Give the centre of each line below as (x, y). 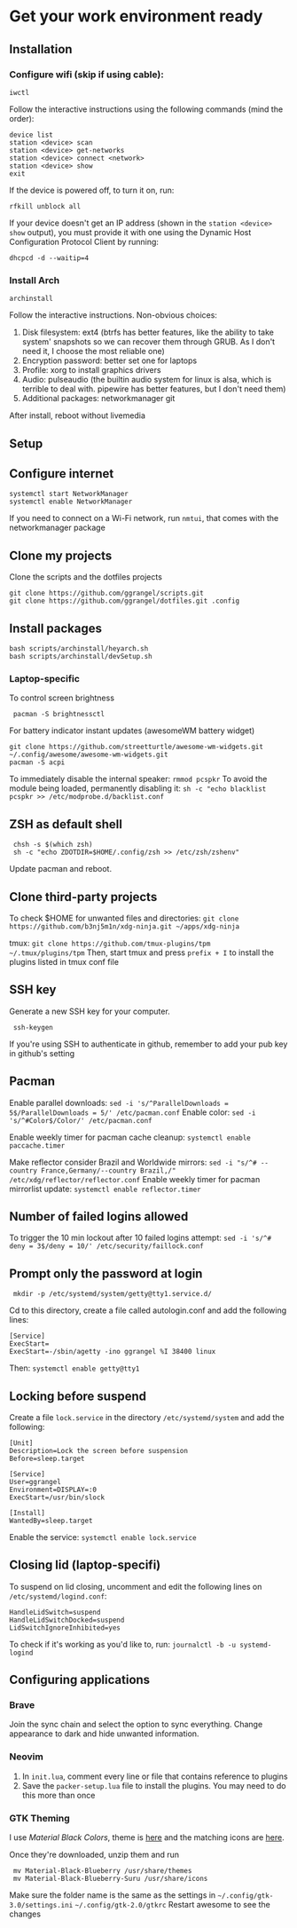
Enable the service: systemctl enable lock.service (103, 1537)
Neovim (27, 1757)
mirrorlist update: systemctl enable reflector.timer (105, 1189)
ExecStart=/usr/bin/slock (57, 1497)
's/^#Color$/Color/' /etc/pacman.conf (81, 1120)
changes (25, 1914)
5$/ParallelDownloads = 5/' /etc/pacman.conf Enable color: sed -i (133, 1112)
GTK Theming (40, 1818)
